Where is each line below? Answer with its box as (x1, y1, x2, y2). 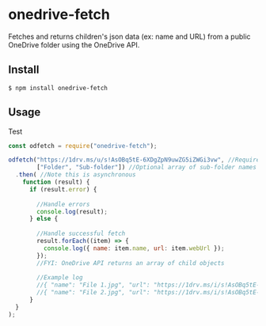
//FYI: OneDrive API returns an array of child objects (36, 259, 225, 267)
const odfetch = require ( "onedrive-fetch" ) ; (8, 142, 158, 150)
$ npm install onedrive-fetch (8, 84, 108, 92)
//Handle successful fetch (36, 229, 126, 238)
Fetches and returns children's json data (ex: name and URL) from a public (8, 32, 251, 41)
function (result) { (22, 178, 90, 187)
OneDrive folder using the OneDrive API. (8, 40, 140, 49)
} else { (28, 215, 59, 223)
